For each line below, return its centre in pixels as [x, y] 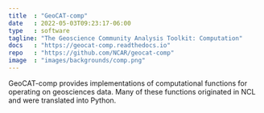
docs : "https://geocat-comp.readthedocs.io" [90, 46]
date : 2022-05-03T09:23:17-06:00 [70, 23]
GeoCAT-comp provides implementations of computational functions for [128, 83]
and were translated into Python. [62, 100]
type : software [39, 30]
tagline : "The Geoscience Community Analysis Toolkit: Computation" [126, 38]
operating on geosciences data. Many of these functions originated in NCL [132, 91]
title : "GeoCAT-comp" [48, 16]
